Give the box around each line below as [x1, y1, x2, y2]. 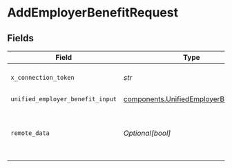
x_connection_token [10, 74, 75, 81]
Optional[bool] [123, 129, 171, 138]
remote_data [10, 129, 50, 137]
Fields [7, 32, 35, 44]
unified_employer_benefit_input [10, 95, 117, 103]
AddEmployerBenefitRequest [7, 5, 178, 21]
